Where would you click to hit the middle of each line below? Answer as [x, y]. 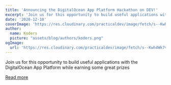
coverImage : [18, 24]
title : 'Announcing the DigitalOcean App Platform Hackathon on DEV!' [82, 10]
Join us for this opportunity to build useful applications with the [72, 62]
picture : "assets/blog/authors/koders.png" [56, 38]
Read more [17, 77]
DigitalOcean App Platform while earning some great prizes [67, 67]
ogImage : [15, 43]
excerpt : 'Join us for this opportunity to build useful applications [82, 15]
